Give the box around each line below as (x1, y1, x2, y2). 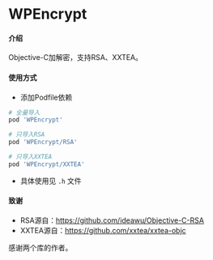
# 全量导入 (8, 109, 40, 117)
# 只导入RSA (8, 130, 45, 139)
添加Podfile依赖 (19, 92, 73, 102)
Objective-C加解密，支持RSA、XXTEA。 (8, 53, 143, 62)
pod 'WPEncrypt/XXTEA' (8, 160, 85, 168)
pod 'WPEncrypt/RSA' (8, 139, 79, 147)
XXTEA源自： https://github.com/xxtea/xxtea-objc (19, 226, 186, 236)
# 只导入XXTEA (8, 153, 53, 161)
